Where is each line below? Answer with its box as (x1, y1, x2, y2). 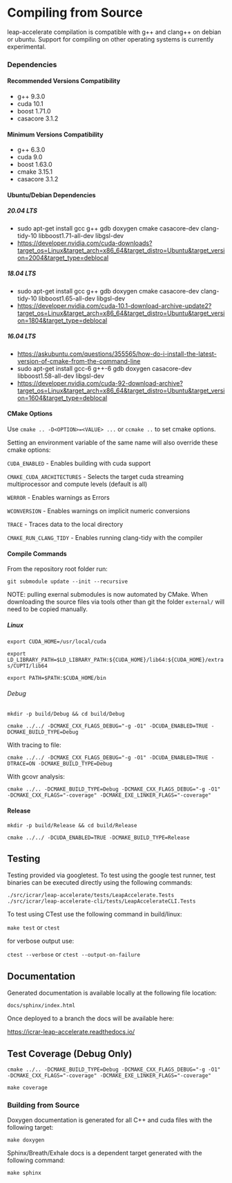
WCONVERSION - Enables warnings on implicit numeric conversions (7, 507, 191, 515)
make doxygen (7, 1137, 45, 1144)
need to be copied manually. (7, 605, 88, 613)
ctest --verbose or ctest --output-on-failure (7, 950, 140, 959)
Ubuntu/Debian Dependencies (7, 190, 96, 199)
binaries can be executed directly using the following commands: (7, 878, 193, 887)
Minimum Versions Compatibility (7, 130, 104, 138)
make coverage (7, 1084, 48, 1091)
